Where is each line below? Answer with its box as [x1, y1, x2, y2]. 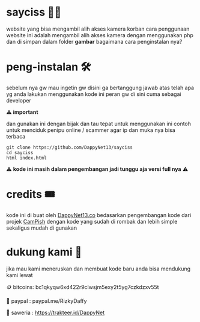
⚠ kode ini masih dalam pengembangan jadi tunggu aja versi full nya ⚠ [6, 165, 188, 173]
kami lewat [6, 271, 33, 278]
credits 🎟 [6, 188, 55, 201]
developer [6, 97, 32, 104]
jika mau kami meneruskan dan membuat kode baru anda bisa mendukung [6, 265, 191, 272]
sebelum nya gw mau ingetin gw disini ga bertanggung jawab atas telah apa [6, 84, 194, 91]
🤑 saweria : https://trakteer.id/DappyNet [6, 309, 105, 316]
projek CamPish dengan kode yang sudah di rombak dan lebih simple [6, 218, 178, 225]
